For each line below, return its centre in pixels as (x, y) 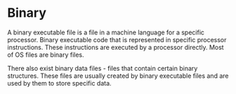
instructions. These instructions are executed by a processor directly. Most (116, 47)
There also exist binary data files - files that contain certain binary (103, 68)
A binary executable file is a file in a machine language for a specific (106, 32)
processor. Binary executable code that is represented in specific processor (117, 39)
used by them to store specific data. (59, 83)
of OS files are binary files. (46, 55)
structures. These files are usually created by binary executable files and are (118, 76)
